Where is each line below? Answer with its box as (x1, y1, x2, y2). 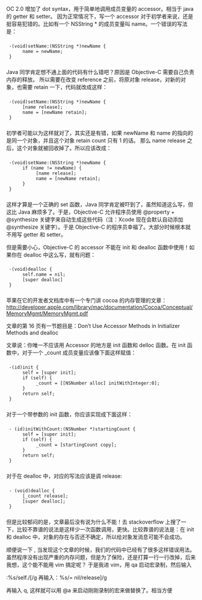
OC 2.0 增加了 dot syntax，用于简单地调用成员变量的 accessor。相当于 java (6, 5, 194, 12)
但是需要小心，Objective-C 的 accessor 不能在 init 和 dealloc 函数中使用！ (6, 243, 189, 251)
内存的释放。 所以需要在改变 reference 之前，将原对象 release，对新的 (6, 76, 181, 83)
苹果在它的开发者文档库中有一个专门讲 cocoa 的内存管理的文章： (6, 297, 167, 304)
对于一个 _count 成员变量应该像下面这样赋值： (22, 349, 136, 356)
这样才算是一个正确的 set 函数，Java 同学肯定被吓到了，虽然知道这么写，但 (6, 200, 194, 208)
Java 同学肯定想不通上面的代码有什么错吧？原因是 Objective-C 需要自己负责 (6, 68, 195, 75)
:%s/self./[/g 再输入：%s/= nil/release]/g (6, 574, 107, 581)
